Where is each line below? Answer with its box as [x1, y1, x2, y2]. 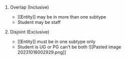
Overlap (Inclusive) [9, 4, 49, 10]
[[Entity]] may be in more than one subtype [17, 14, 106, 19]
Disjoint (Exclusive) [9, 29, 49, 34]
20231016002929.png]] [17, 49, 66, 55]
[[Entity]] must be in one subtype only [17, 38, 96, 44]
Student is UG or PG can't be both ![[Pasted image [17, 44, 121, 49]
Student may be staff [17, 19, 61, 25]
